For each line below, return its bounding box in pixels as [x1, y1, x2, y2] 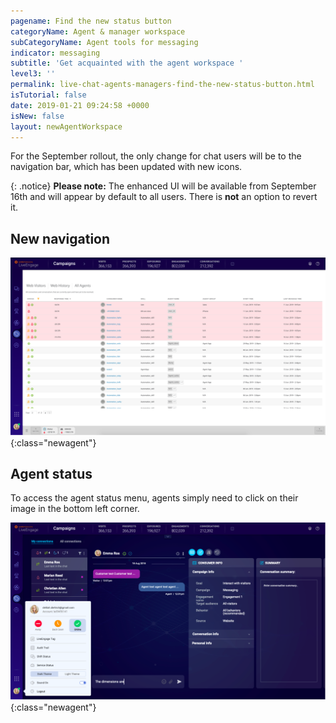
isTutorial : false [10, 90, 87, 100]
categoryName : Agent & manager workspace [10, 26, 186, 37]
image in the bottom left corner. [10, 503, 140, 515]
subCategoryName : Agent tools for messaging [10, 37, 199, 47]
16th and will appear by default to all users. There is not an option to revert [10, 191, 318, 203]
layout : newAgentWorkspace [10, 121, 123, 132]
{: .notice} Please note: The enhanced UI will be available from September [10, 180, 317, 192]
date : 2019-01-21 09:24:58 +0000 [10, 100, 150, 110]
